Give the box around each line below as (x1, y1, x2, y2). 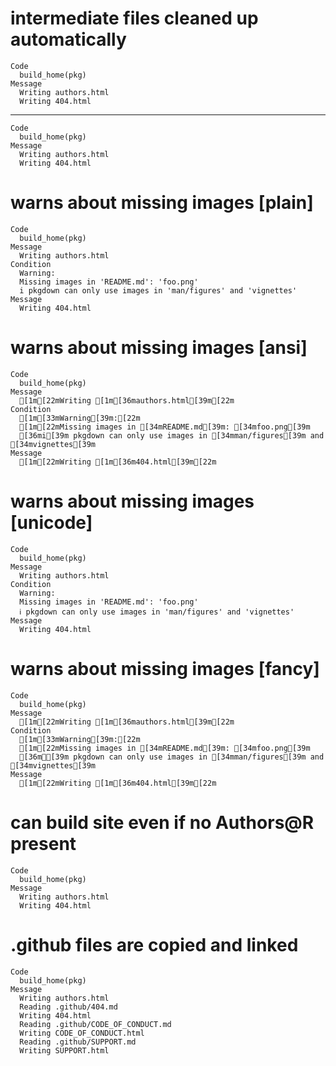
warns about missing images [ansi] (10, 337, 308, 359)
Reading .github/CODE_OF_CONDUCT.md (19, 1019, 172, 1029)
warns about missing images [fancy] (10, 657, 320, 680)
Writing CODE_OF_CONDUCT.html (19, 1028, 145, 1038)
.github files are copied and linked (10, 933, 299, 956)
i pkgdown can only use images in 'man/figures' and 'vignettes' (19, 285, 298, 296)
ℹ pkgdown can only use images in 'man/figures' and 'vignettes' (19, 607, 295, 617)
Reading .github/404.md (19, 1002, 118, 1012)
